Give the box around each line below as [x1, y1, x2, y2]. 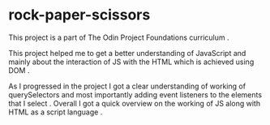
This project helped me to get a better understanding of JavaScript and [8, 48, 246, 58]
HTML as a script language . [8, 107, 103, 117]
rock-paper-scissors [8, 6, 151, 24]
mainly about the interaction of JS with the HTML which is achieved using [8, 57, 255, 67]
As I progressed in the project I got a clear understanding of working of [8, 81, 246, 91]
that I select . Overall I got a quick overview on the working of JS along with [8, 98, 261, 108]
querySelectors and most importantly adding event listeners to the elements [8, 89, 262, 99]
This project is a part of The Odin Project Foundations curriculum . [8, 32, 229, 42]
